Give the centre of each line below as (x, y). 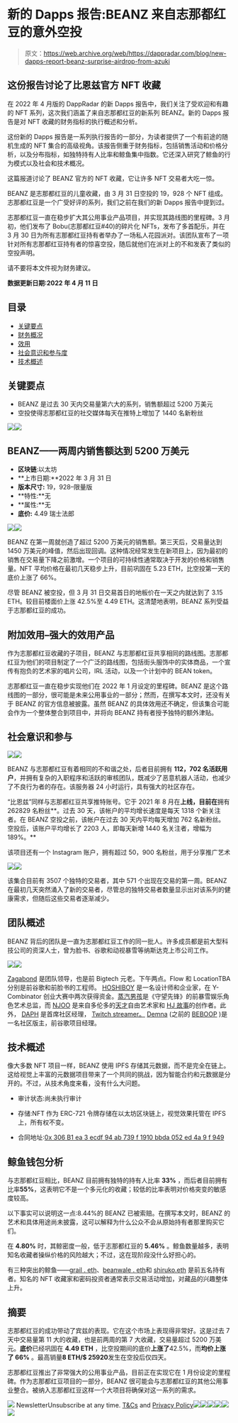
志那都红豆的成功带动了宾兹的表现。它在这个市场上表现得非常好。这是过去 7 (119, 1331)
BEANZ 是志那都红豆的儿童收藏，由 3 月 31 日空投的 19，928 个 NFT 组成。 (117, 193)
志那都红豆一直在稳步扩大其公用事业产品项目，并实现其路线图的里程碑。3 (115, 217)
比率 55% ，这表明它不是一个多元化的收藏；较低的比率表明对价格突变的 (110, 1190)
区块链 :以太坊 (37, 470)
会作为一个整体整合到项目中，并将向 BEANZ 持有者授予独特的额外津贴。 (113, 713)
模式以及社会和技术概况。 (51, 163)
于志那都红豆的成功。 (38, 610)
